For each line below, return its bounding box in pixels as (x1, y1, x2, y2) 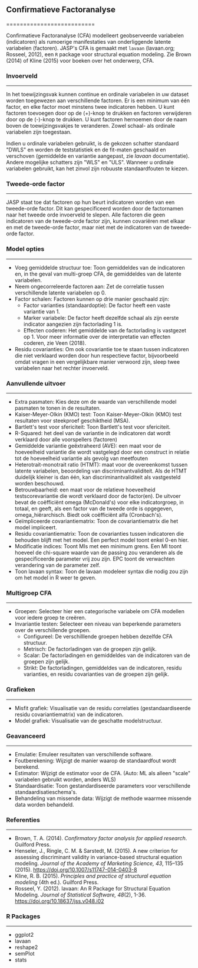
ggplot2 (14, 931, 34, 938)
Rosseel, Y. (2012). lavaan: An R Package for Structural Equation (14, 885, 171, 892)
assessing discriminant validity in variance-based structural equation (14, 854, 183, 861)
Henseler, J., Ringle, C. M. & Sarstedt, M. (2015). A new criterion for (14, 847, 179, 854)
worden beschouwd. (14, 480, 65, 487)
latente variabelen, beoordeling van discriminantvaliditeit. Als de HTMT (14, 467, 187, 474)
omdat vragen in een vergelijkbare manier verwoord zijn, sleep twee (14, 358, 180, 365)
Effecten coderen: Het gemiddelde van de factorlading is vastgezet (23, 326, 187, 334)
